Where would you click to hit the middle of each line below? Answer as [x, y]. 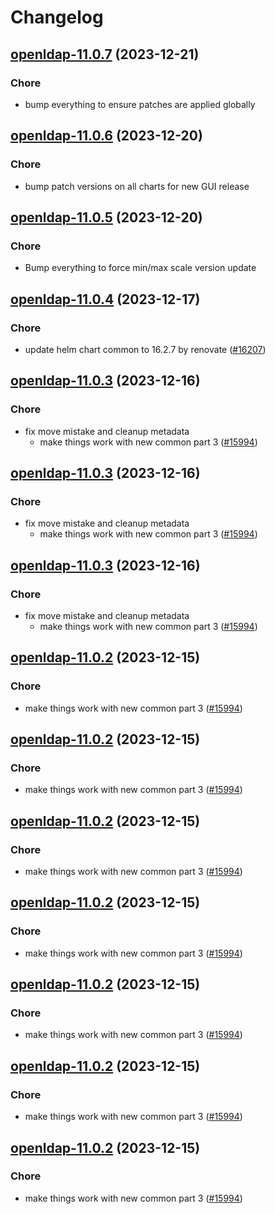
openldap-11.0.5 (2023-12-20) [106, 217]
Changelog [57, 17]
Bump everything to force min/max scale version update [140, 268]
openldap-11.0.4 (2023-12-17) [105, 299]
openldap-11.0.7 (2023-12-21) [105, 54]
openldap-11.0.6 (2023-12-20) [106, 136]
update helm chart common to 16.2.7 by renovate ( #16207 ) [145, 349]
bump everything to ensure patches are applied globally [140, 104]
